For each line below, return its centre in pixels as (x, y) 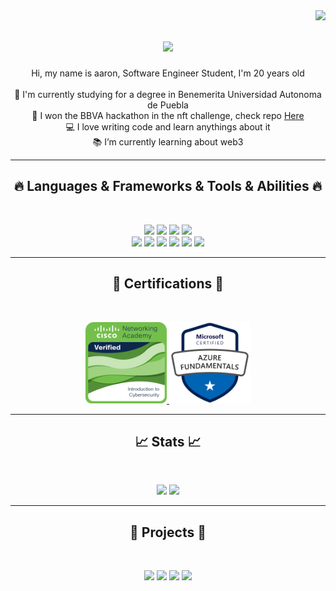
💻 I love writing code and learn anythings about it (168, 126)
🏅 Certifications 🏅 (168, 284)
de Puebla (168, 105)
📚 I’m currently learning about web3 (168, 141)
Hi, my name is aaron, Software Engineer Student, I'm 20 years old (168, 73)
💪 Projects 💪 (168, 532)
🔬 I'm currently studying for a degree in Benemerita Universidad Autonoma (168, 94)
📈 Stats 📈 (168, 441)
